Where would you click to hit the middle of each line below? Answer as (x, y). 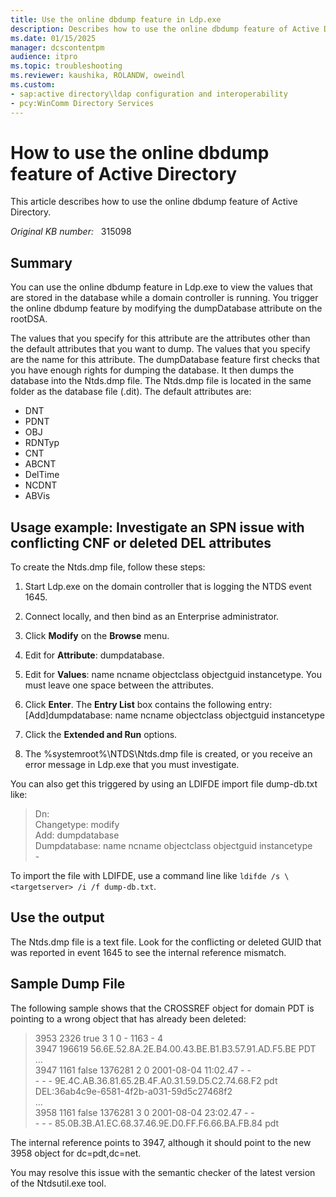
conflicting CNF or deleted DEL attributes (141, 542)
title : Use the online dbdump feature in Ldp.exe (116, 19)
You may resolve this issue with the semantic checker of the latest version (163, 1172)
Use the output (57, 917)
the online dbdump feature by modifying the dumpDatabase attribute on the (166, 308)
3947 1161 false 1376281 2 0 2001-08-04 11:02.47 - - (143, 1070)
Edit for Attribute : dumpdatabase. (94, 655)
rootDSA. (29, 319)
